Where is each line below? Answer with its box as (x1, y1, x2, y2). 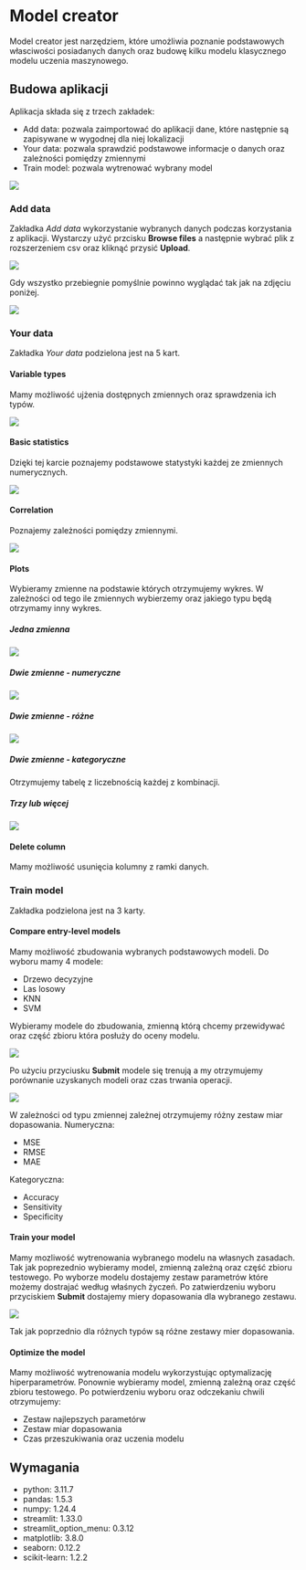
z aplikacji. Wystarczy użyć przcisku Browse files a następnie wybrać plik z (9, 233, 295, 244)
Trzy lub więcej (9, 797, 69, 808)
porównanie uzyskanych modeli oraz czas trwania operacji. (9, 1074, 233, 1085)
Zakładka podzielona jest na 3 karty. (9, 905, 146, 916)
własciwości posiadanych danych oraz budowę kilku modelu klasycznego (9, 45, 287, 56)
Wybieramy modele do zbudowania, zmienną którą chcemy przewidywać (9, 1020, 286, 1031)
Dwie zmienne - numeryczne (9, 667, 121, 678)
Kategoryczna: (9, 1174, 65, 1185)
